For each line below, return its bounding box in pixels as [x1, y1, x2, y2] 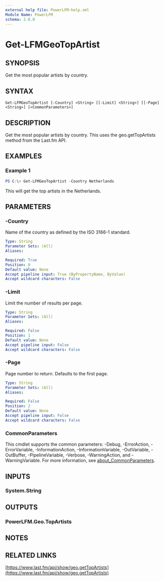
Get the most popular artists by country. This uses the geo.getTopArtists [5, 132, 156, 138]
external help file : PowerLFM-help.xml [5, 7, 90, 13]
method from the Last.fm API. [5, 137, 67, 143]
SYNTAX [5, 87, 34, 95]
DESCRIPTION [5, 119, 51, 127]
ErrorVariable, [5, 447, 34, 453]
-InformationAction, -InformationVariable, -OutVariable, [35, 447, 150, 453]
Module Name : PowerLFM [5, 12, 53, 17]
